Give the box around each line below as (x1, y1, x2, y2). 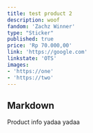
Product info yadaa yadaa (7, 118, 81, 126)
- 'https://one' (7, 68, 54, 74)
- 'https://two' (7, 74, 54, 81)
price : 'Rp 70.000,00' (7, 42, 72, 49)
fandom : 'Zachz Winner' (7, 23, 76, 30)
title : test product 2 (7, 10, 72, 17)
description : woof (7, 17, 60, 23)
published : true (7, 36, 54, 43)
